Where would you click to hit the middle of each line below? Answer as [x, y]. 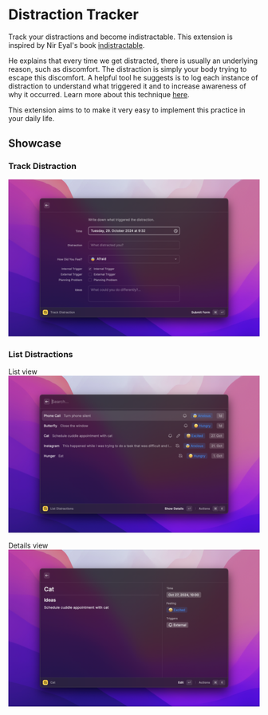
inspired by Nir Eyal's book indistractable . [77, 45]
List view [23, 371]
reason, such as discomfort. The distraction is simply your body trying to [128, 69]
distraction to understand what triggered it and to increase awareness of [127, 86]
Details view [28, 545]
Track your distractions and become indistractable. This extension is [120, 37]
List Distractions [41, 354]
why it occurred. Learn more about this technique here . [99, 94]
